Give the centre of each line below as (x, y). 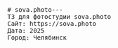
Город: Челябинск (37, 38)
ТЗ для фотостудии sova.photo (59, 17)
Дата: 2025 (26, 31)
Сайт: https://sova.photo (52, 24)
